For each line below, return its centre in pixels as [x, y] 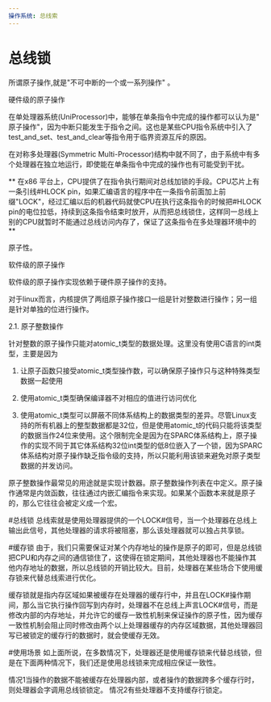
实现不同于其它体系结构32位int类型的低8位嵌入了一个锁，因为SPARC [148, 445]
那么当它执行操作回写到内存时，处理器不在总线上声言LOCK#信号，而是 [140, 605]
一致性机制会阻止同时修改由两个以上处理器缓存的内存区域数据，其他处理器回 [135, 625]
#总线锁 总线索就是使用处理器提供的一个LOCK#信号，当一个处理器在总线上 [133, 520]
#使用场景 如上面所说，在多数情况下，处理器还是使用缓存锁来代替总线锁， [132, 652]
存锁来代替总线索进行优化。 [54, 578]
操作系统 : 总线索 [33, 16]
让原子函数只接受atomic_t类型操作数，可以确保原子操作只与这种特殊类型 [140, 370]
